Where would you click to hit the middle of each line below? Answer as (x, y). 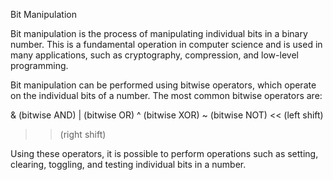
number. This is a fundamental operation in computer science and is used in (166, 44)
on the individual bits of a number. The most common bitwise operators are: (166, 95)
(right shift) (83, 134)
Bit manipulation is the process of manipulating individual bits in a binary (159, 33)
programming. (39, 65)
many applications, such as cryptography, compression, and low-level (154, 55)
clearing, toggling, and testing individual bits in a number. (128, 164)
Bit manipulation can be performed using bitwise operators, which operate (163, 85)
